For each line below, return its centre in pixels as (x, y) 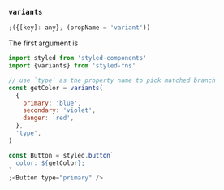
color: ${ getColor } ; (50, 163)
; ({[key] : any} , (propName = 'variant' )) (80, 28)
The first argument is (43, 43)
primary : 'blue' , (52, 103)
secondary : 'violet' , (59, 110)
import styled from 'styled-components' (78, 58)
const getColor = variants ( (56, 88)
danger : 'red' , (49, 118)
